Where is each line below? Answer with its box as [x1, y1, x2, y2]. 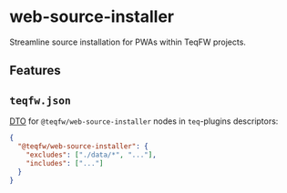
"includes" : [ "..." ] [26, 158, 104, 168]
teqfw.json [9, 94, 71, 107]
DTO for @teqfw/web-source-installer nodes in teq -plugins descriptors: [9, 116, 279, 127]
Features [9, 63, 61, 78]
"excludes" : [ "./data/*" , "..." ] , [26, 150, 157, 159]
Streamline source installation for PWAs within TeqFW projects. [9, 36, 246, 47]
